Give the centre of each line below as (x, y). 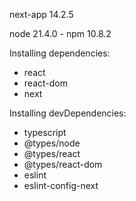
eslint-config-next (61, 185)
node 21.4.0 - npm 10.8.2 (60, 33)
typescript (45, 132)
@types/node (52, 143)
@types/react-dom (63, 164)
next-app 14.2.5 (41, 14)
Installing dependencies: (60, 53)
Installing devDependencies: (68, 113)
